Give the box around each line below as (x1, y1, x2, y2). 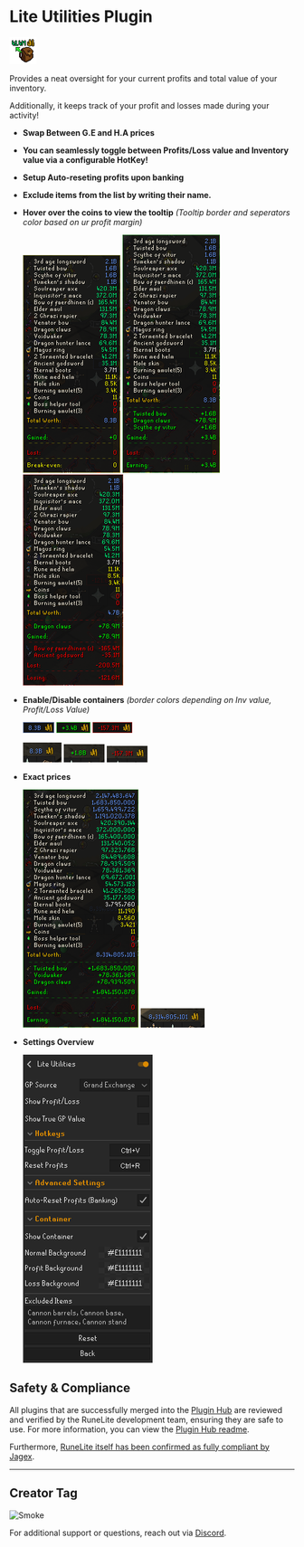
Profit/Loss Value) (22, 704, 90, 715)
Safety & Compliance (9, 1381, 131, 1396)
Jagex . (9, 1450, 34, 1462)
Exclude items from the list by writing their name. (22, 189, 212, 200)
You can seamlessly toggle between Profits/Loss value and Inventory (22, 145, 290, 156)
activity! (9, 109, 39, 120)
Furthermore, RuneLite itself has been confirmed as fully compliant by (9, 1441, 270, 1452)
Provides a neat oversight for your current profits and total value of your (9, 72, 278, 83)
